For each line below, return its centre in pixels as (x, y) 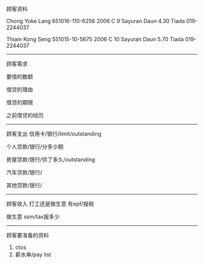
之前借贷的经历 (25, 115)
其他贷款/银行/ (24, 185)
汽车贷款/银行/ (24, 172)
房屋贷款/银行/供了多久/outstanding (51, 160)
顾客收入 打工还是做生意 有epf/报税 (50, 204)
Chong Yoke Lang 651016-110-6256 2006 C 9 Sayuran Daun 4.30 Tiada (96, 21)
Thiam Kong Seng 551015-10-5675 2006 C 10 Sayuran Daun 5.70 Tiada (95, 39)
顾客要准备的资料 (28, 235)
